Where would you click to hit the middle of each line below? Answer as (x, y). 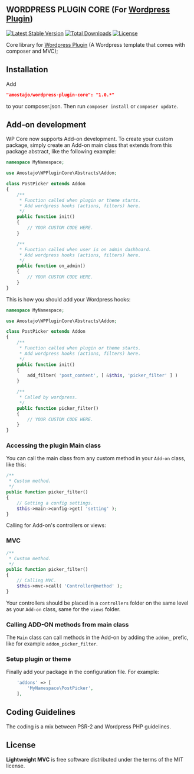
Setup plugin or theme (39, 659)
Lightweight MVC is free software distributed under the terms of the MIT (95, 759)
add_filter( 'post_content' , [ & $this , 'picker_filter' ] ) (103, 375)
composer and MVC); (32, 51)
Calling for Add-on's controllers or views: (56, 525)
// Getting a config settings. (55, 503)
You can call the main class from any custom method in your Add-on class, (96, 458)
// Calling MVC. (37, 581)
